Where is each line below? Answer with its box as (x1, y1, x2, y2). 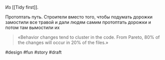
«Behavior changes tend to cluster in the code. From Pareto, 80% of (17, 34, 160, 40)
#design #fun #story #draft (5, 49, 62, 55)
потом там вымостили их (5, 24, 60, 30)
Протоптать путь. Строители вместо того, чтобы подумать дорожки (5, 14, 153, 19)
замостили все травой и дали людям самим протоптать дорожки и (5, 19, 151, 25)
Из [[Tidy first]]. (5, 4, 39, 10)
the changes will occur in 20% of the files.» (17, 39, 109, 45)
